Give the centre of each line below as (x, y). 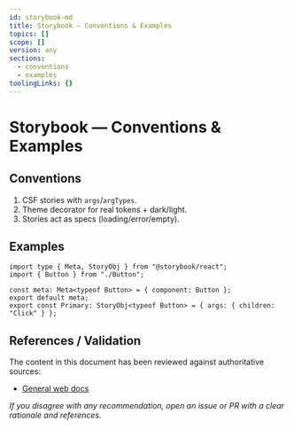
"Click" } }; (33, 314)
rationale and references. (55, 415)
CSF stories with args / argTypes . (79, 199)
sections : (27, 58)
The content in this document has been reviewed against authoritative (136, 362)
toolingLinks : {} (41, 83)
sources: (25, 371)
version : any (33, 51)
